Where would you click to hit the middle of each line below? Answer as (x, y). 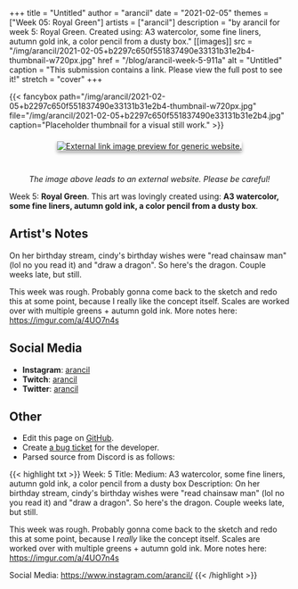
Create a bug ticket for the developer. (91, 448)
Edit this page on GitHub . (68, 438)
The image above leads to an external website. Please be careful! (149, 179)
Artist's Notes (49, 234)
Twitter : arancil (50, 388)
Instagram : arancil (56, 369)
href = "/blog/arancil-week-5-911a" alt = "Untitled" (190, 60)
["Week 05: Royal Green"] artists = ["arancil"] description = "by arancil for (145, 22)
